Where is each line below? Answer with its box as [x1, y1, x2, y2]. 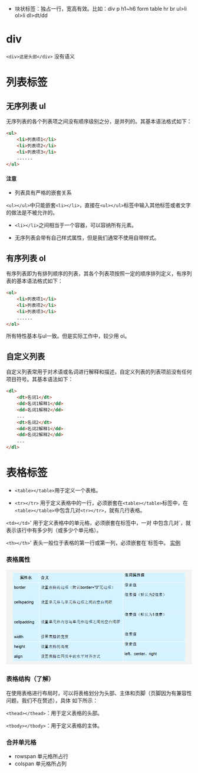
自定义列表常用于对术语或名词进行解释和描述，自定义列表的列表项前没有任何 [6, 368, 192, 375]
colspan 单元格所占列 [14, 760, 67, 767]
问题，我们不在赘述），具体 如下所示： [6, 697, 98, 704]
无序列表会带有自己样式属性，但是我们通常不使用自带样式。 [14, 234, 160, 241]
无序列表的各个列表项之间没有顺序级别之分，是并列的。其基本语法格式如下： [6, 118, 192, 125]
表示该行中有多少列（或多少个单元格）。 [6, 527, 102, 534]
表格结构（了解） [6, 675, 55, 683]
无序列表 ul [6, 101, 46, 111]
